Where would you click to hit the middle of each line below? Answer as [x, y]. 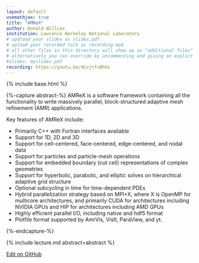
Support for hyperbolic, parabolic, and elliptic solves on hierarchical [98, 176]
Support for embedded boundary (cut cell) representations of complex [101, 163]
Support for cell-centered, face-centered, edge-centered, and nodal [99, 144]
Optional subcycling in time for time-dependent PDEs [80, 188]
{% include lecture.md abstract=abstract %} [60, 243]
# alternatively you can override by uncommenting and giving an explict [100, 56]
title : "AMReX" [25, 23]
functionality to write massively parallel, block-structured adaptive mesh [95, 102]
